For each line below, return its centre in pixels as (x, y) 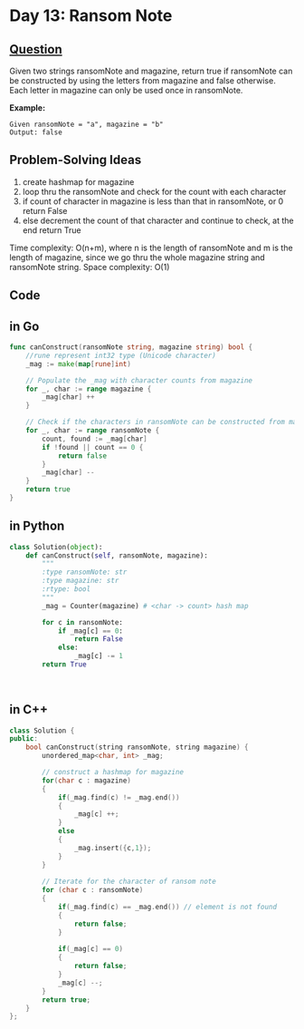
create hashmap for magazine (78, 181)
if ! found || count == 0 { (93, 447)
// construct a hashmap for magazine (113, 772)
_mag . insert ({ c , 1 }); (113, 848)
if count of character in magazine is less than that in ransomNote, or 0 (153, 201)
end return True (52, 230)
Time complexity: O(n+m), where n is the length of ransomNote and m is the (151, 248)
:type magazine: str (81, 581)
